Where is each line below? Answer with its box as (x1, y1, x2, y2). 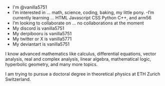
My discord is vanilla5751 (12, 25, 64, 31)
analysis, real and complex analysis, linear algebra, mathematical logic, (5, 56, 151, 62)
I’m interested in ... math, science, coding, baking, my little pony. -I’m (12, 9, 154, 15)
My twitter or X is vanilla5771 (12, 36, 72, 42)
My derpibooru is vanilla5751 (12, 31, 72, 36)
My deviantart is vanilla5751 (12, 41, 70, 47)
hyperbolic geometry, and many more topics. (5, 62, 98, 67)
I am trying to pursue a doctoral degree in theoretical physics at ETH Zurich (5, 71, 160, 77)
